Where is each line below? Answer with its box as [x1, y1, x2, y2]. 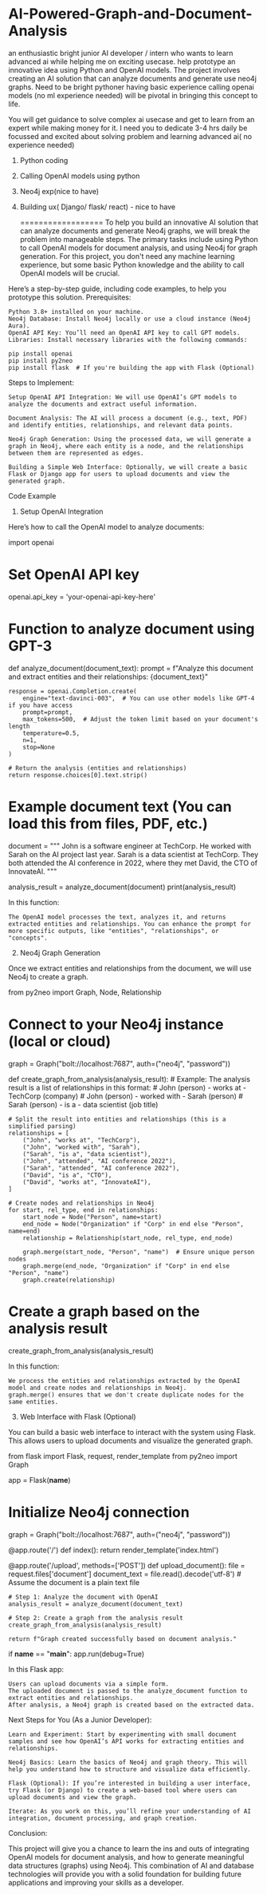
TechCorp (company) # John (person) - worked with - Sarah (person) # [8, 1091, 243, 1101]
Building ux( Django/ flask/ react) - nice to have [19, 201, 176, 212]
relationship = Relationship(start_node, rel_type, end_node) [22, 1234, 234, 1242]
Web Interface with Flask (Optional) [19, 1412, 137, 1421]
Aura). [8, 321, 30, 330]
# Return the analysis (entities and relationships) [8, 764, 187, 772]
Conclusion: [8, 1828, 48, 1837]
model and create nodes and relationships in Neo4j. [8, 1384, 187, 1392]
